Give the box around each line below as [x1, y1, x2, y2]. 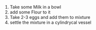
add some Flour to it [9, 9, 51, 15]
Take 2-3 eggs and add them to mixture [9, 15, 91, 20]
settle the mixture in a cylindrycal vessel [9, 19, 92, 25]
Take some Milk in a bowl [9, 4, 62, 10]
